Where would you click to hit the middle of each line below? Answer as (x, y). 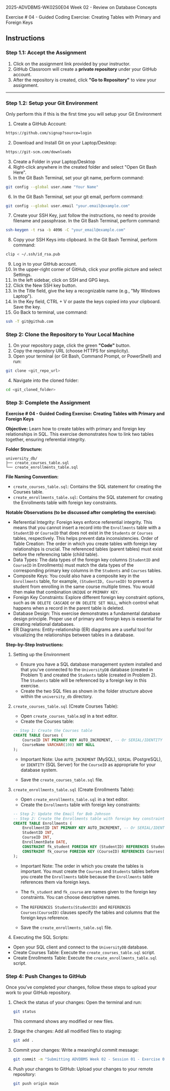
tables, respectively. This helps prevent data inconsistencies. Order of (86, 538)
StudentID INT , (38, 833)
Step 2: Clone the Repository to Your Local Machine (70, 334)
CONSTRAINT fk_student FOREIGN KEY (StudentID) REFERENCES (86, 847)
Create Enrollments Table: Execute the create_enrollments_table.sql (85, 958)
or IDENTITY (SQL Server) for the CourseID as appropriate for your (88, 764)
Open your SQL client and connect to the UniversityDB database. (80, 947)
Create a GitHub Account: (40, 124)
